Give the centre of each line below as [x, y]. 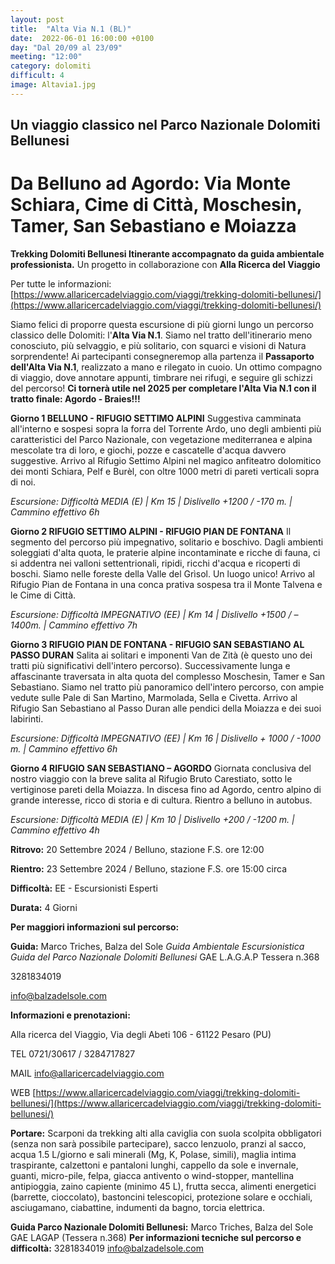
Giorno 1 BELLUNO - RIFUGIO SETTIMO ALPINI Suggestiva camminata [156, 418]
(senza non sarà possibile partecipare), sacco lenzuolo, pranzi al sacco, [158, 1144]
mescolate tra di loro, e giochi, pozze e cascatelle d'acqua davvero [148, 450]
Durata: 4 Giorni [44, 908]
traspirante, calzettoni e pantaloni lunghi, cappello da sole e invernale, [154, 1165]
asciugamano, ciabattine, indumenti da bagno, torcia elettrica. [137, 1208]
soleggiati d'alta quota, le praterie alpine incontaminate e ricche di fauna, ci [165, 553]
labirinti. [27, 719]
